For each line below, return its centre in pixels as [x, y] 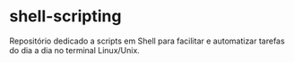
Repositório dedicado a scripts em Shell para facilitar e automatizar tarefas [147, 41]
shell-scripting [65, 16]
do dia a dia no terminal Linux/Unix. [75, 50]
